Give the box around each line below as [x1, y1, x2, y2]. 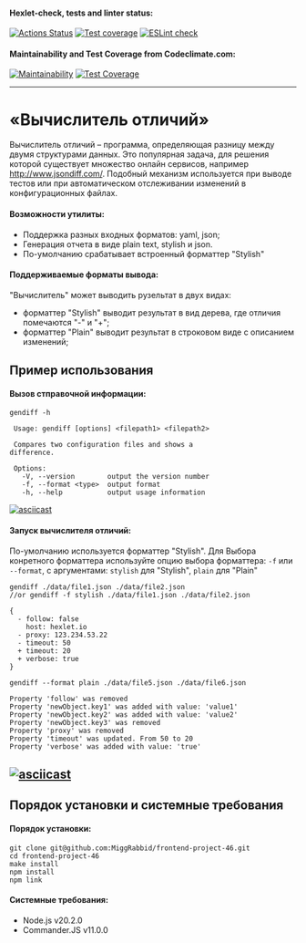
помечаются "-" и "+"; [22, 316, 110, 327]
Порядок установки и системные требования [9, 798, 284, 813]
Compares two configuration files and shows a [13, 440, 194, 450]
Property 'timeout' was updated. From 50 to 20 [9, 734, 194, 743]
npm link [9, 876, 43, 885]
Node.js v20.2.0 [22, 915, 84, 926]
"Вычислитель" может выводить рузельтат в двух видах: [9, 289, 232, 300]
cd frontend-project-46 [9, 851, 100, 861]
